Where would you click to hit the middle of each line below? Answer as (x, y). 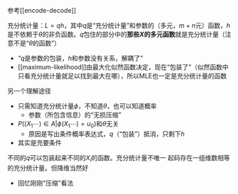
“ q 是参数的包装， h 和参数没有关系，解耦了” (80, 58)
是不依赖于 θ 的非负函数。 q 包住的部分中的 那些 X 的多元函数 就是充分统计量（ (116, 34)
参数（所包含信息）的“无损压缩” (75, 115)
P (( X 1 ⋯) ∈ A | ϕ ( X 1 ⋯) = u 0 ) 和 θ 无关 (68, 125)
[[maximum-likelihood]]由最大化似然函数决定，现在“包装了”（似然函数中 (123, 67)
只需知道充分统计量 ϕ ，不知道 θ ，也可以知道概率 (87, 106)
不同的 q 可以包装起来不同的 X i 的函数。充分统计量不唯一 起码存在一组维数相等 (119, 158)
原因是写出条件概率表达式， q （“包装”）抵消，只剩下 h (106, 134)
